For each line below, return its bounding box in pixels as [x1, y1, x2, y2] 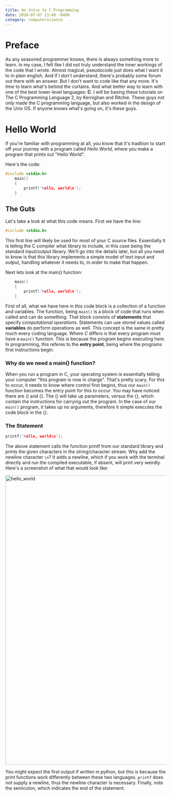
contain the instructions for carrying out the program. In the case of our [5, 399, 156, 405]
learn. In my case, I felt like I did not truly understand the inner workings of [5, 62, 162, 68]
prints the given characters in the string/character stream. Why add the [5, 448, 156, 455]
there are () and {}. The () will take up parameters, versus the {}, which [5, 393, 154, 399]
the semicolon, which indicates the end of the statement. [5, 785, 125, 791]
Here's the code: [5, 161, 41, 168]
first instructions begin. [5, 347, 54, 353]
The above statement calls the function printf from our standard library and [5, 443, 164, 449]
